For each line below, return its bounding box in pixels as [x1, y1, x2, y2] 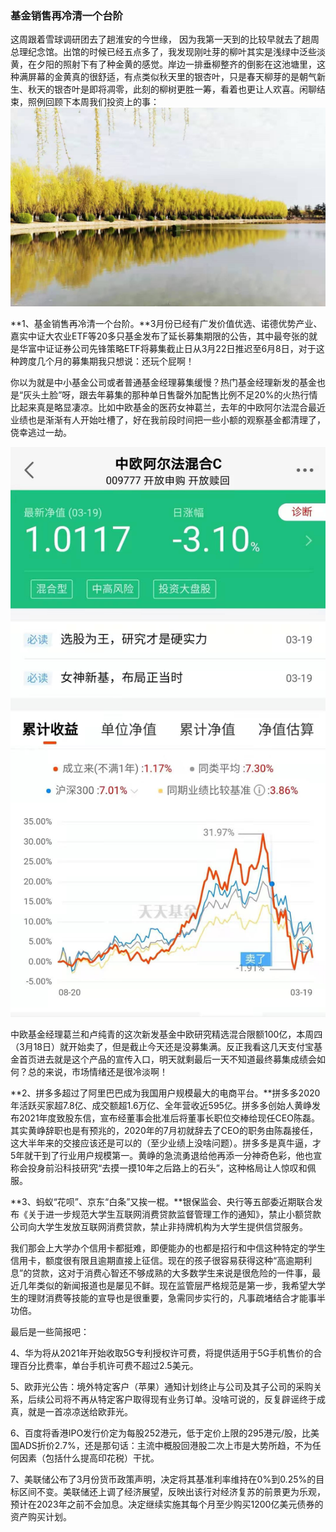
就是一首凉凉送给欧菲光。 [27, 1406, 133, 1418]
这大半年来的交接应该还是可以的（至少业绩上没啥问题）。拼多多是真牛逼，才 [10, 1137, 322, 1149]
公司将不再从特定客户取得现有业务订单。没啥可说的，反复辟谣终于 [44, 1393, 317, 1406]
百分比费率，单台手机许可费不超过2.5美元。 [18, 1360, 199, 1372]
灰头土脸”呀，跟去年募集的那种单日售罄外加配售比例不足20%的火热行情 [23, 389, 318, 401]
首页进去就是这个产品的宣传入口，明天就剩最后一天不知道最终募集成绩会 [18, 1053, 317, 1066]
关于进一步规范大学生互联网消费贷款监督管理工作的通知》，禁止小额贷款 [27, 1208, 322, 1221]
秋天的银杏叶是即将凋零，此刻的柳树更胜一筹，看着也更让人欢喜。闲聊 [27, 83, 317, 96]
